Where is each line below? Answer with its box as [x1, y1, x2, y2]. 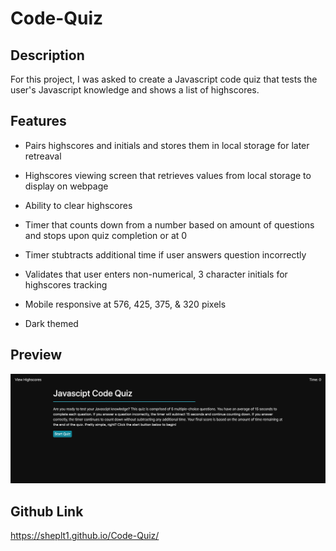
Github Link [10, 503, 84, 520]
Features [10, 113, 67, 130]
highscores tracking [24, 278, 108, 291]
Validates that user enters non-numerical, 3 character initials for [24, 268, 288, 280]
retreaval [24, 150, 62, 162]
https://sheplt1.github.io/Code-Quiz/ [10, 530, 160, 542]
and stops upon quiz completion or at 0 [24, 229, 188, 241]
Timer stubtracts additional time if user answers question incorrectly [24, 248, 307, 261]
